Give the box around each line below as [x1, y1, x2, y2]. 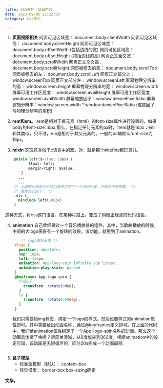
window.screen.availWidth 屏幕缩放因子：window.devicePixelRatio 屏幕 [12, 96, 156, 102]
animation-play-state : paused [19, 265, 81, 271]
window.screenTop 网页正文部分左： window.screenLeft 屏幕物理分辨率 [12, 77, 156, 83]
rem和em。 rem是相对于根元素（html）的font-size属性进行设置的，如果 [12, 118, 157, 124]
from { [19, 279, 33, 284]
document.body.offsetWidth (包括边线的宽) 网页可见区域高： [12, 47, 134, 53]
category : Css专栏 [5, 16, 41, 21]
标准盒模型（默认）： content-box [19, 361, 86, 367]
